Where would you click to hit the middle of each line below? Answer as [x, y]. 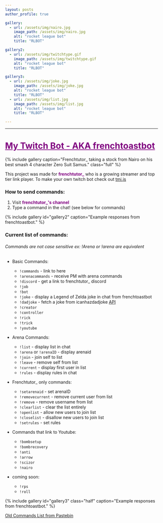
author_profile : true [27, 14]
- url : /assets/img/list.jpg [39, 99]
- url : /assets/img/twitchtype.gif [45, 54]
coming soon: [26, 477]
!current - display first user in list [53, 368]
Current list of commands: [37, 235]
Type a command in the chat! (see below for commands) [69, 208]
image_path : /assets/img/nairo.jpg [50, 32]
